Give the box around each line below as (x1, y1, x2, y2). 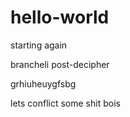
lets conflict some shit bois (10, 97, 121, 109)
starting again (10, 39, 68, 51)
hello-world (10, 6, 110, 29)
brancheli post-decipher (10, 58, 110, 70)
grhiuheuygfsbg (10, 77, 77, 90)
